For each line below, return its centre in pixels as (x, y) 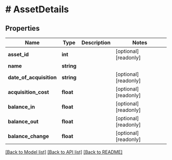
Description (96, 43)
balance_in (21, 107)
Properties (23, 28)
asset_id (18, 54)
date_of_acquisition (33, 77)
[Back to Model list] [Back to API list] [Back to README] (64, 152)
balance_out (23, 121)
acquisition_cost (29, 92)
